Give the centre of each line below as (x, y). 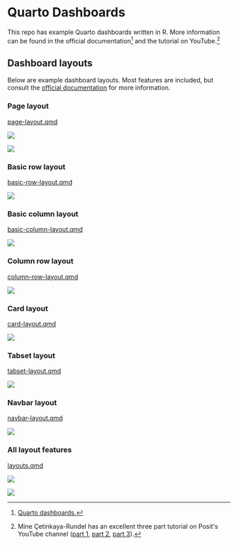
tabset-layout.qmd (34, 371)
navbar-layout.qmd (35, 418)
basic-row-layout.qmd (40, 182)
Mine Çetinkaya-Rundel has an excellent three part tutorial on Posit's (118, 526)
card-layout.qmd (32, 323)
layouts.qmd (25, 465)
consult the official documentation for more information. (89, 88)
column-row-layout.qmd (43, 276)
